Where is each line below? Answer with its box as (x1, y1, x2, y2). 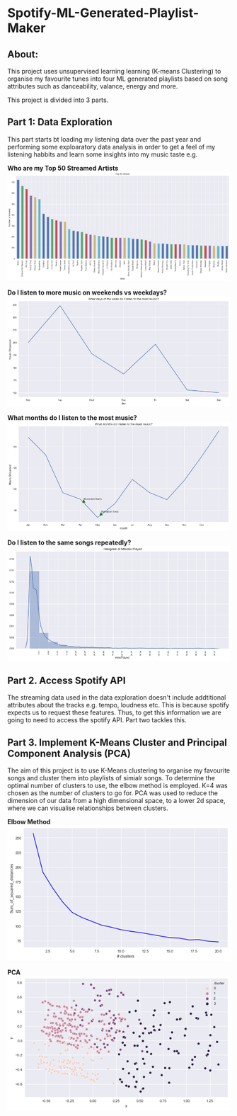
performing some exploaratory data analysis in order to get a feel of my (7, 142, 216, 151)
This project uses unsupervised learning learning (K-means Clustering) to (7, 67, 221, 75)
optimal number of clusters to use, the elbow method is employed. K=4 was (7, 781, 228, 790)
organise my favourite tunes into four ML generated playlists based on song (7, 74, 229, 83)
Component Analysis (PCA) (7, 747, 131, 759)
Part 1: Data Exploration (7, 116, 113, 128)
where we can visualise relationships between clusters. (7, 804, 168, 812)
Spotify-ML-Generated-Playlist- (7, 5, 200, 21)
